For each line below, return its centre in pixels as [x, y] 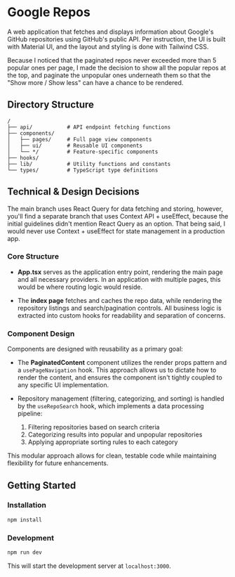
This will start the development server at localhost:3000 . [89, 566]
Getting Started [42, 485]
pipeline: [30, 414]
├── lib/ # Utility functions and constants [89, 164]
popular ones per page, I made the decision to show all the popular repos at [117, 67]
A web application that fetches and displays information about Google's [110, 32]
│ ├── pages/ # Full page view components [80, 139]
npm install [25, 520]
